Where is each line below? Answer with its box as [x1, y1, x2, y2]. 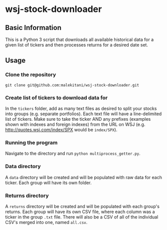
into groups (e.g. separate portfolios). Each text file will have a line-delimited [5, 111, 162, 117]
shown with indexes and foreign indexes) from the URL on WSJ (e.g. [5, 121, 146, 127]
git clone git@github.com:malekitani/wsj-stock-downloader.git [5, 82, 140, 88]
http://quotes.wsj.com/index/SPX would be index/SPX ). [5, 126, 118, 133]
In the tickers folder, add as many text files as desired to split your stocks [5, 105, 157, 111]
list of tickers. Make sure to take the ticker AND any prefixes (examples [5, 116, 151, 122]
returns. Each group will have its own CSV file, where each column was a [5, 209, 155, 215]
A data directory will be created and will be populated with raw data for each [5, 174, 162, 180]
